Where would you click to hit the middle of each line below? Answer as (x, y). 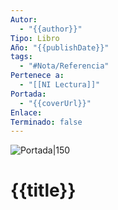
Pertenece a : (37, 76)
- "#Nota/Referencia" (64, 66)
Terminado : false (46, 122)
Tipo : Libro (35, 38)
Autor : (24, 19)
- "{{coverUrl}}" (55, 103)
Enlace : (26, 112)
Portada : (28, 94)
